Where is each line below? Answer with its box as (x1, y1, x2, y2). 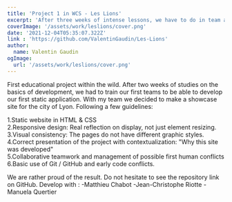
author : (7, 42, 30, 49)
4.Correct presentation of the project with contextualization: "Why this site (7, 137, 219, 145)
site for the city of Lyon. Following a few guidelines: (7, 102, 153, 110)
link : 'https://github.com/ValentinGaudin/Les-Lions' (7, 36, 168, 43)
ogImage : (7, 55, 32, 62)
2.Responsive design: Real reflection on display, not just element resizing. (7, 123, 217, 131)
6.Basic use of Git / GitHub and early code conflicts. (7, 159, 155, 168)
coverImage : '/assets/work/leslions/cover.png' (7, 23, 147, 30)
